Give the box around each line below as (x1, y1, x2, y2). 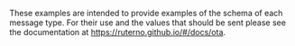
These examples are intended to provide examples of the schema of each (9, 8, 283, 18)
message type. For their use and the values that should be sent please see (9, 17, 287, 28)
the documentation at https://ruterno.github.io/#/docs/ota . (9, 27, 226, 37)
